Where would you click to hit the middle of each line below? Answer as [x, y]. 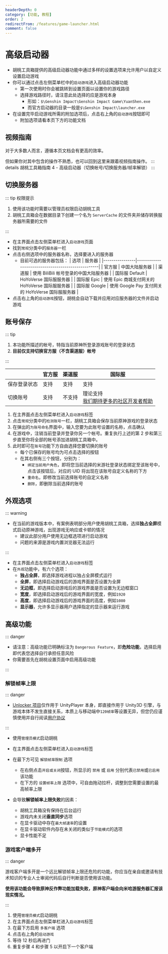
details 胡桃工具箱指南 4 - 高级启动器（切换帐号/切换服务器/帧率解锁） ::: [80, 167]
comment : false [21, 29]
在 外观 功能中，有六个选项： [40, 569]
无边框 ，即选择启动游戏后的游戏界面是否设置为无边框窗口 [79, 588]
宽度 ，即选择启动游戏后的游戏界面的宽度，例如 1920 [73, 594]
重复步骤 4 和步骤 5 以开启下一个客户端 [53, 946]
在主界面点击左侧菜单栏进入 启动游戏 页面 [53, 241]
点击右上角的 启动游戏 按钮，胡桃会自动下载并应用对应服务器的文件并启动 [85, 298]
